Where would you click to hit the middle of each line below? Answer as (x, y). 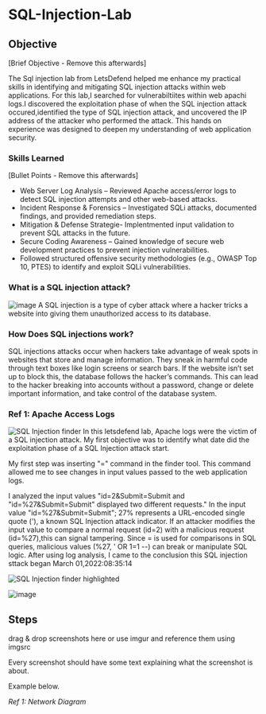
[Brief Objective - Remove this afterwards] (77, 63)
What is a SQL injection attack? (69, 288)
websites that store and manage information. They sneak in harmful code (128, 359)
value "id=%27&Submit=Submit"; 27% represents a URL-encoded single (127, 513)
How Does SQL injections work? (71, 334)
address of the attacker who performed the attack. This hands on (115, 120)
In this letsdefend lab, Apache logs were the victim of (170, 432)
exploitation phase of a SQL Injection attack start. (89, 448)
